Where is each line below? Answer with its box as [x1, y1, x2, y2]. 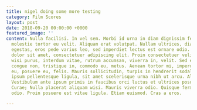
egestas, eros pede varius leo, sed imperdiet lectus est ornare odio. [11, 47, 191, 53]
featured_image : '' [6, 30, 54, 36]
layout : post [6, 19, 38, 25]
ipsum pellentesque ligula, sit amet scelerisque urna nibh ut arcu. [11, 74, 185, 80]
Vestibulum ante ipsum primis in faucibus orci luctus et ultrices [11, 80, 180, 85]
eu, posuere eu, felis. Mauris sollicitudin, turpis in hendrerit [11, 68, 177, 74]
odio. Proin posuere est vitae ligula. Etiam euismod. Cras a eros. [11, 90, 182, 96]
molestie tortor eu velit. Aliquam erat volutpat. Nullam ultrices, [11, 42, 182, 47]
